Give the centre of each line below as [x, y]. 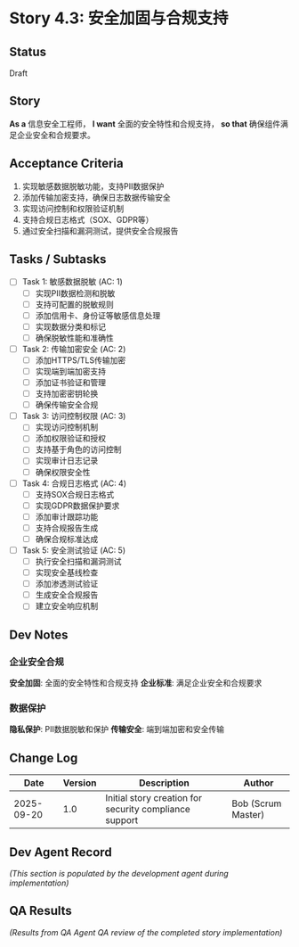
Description [164, 783]
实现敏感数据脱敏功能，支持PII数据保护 [93, 186]
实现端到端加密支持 [71, 371]
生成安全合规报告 [67, 595]
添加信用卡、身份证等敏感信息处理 [98, 315]
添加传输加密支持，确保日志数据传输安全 [96, 197]
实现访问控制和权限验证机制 [73, 208]
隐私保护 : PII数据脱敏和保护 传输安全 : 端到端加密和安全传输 [117, 729]
